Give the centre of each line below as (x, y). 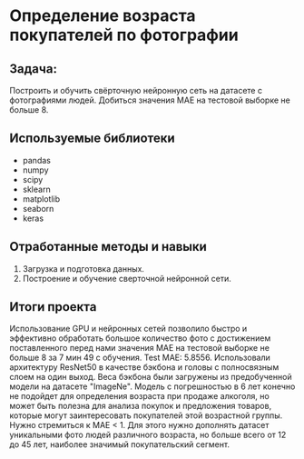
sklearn (37, 189)
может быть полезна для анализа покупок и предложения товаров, (141, 406)
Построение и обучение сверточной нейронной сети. (127, 278)
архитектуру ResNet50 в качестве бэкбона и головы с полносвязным (144, 367)
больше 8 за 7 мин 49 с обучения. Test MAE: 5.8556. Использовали (140, 358)
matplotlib (41, 199)
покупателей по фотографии (124, 35)
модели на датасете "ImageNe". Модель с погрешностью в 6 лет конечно (152, 386)
